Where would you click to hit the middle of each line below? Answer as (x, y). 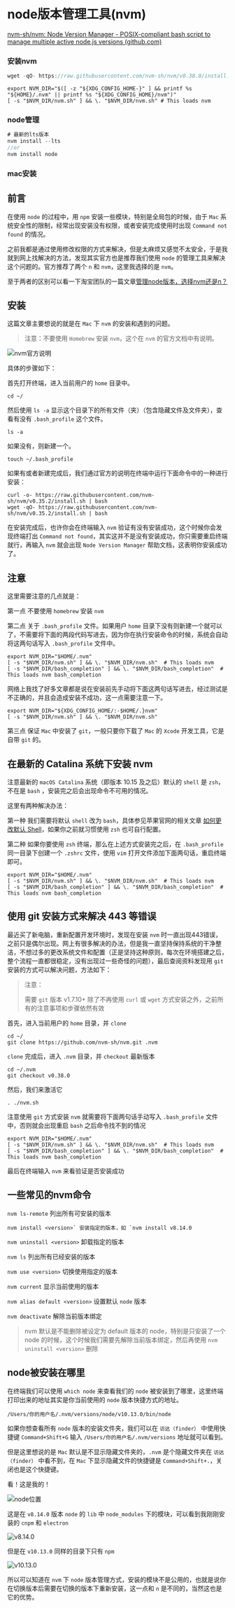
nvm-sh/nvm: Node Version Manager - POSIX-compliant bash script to (109, 34)
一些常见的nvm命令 (49, 1195)
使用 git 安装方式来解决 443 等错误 (82, 917)
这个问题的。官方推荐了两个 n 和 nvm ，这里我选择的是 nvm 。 (92, 266)
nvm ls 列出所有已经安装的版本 (51, 1257)
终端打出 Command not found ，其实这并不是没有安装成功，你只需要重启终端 (120, 536)
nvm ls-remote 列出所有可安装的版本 (59, 1213)
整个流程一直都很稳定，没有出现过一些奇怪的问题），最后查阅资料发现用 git (115, 960)
